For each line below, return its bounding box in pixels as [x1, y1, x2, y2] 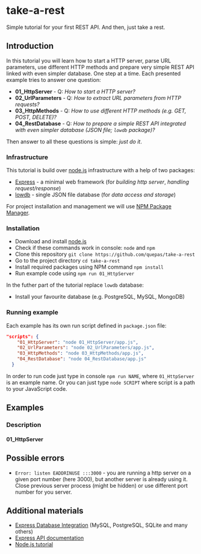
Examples [6, 403, 44, 413]
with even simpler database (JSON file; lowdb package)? [14, 126, 155, 133]
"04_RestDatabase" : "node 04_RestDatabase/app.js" [17, 356, 147, 362]
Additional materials [6, 506, 84, 515]
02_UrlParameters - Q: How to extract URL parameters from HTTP [14, 94, 182, 101]
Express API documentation [14, 534, 84, 542]
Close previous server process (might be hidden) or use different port [14, 482, 188, 489]
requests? [14, 101, 40, 108]
